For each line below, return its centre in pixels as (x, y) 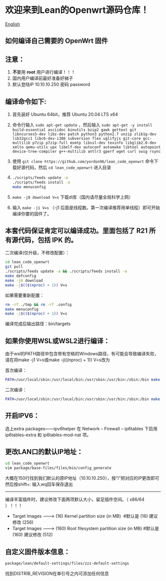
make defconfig (21, 276)
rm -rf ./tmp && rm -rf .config (38, 304)
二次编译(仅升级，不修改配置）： (38, 253)
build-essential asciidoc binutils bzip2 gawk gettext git (74, 130)
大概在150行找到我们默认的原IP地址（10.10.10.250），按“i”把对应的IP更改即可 (82, 478)
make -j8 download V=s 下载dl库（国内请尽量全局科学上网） (73, 197)
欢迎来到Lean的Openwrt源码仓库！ (77, 10)
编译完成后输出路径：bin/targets (38, 324)
